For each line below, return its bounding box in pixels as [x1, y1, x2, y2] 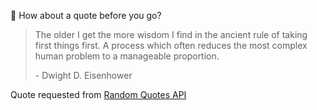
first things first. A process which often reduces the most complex [34, 40, 308, 51]
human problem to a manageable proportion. [34, 50, 220, 62]
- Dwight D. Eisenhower [34, 70, 133, 81]
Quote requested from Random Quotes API [10, 89, 187, 100]
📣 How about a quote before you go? [10, 10, 162, 21]
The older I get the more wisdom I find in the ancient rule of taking [34, 29, 308, 40]
